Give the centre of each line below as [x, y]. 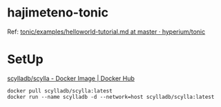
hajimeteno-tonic [58, 13]
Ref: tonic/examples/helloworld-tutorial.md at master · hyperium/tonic [106, 32]
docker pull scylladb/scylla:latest [60, 91]
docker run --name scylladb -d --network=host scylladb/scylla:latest [111, 97]
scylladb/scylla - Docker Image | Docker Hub [71, 78]
